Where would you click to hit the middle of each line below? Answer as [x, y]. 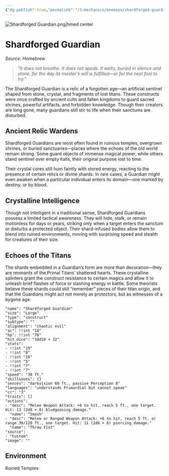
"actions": [17, 401]
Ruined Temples [22, 468]
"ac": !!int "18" [23, 331]
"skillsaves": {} [23, 379]
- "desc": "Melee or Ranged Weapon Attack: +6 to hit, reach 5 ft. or [81, 419]
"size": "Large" [22, 313]
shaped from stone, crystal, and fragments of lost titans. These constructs [82, 94]
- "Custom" [17, 436]
